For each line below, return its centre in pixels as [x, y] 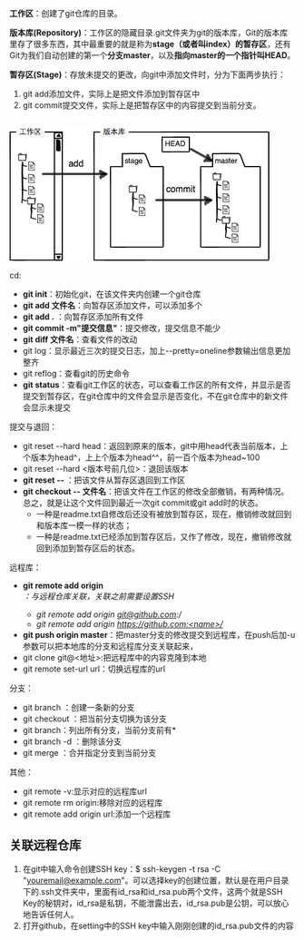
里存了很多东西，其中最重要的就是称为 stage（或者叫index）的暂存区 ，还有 [150, 44]
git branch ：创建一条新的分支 [78, 707]
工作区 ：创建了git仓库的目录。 [66, 13]
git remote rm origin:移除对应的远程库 [93, 803]
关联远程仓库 [45, 845]
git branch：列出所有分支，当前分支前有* [99, 730]
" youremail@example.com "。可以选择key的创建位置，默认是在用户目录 [156, 880]
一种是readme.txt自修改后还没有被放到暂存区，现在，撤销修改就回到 [164, 514]
